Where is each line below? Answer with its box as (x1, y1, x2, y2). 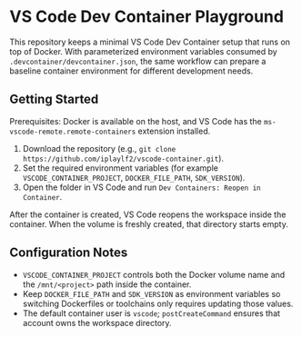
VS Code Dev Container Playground (9, 6, 285, 27)
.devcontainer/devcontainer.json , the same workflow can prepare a (9, 55, 267, 66)
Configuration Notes (9, 245, 128, 261)
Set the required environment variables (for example (22, 162, 218, 173)
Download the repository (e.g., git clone (22, 143, 176, 154)
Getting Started (9, 92, 99, 107)
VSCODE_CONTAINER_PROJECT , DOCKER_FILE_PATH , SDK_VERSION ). (22, 172, 246, 183)
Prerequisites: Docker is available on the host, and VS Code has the (9, 115, 262, 126)
